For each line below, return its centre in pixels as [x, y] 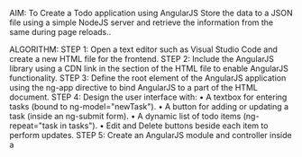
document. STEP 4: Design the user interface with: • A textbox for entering [148, 97]
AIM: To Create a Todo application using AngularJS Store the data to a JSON [151, 13]
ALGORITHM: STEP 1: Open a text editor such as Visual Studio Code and [143, 49]
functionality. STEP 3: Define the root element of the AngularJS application [148, 78]
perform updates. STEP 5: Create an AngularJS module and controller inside [151, 135]
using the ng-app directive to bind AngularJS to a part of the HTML [134, 87]
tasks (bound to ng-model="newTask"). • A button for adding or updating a [149, 106]
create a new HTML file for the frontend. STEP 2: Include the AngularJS [142, 59]
